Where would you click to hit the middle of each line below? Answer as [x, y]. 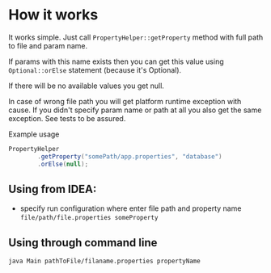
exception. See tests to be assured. [67, 118]
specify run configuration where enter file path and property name [131, 208]
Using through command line [83, 243]
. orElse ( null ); [63, 164]
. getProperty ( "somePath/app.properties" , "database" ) [130, 156]
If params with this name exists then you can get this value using [116, 61]
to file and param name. [48, 45]
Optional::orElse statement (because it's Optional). [95, 69]
